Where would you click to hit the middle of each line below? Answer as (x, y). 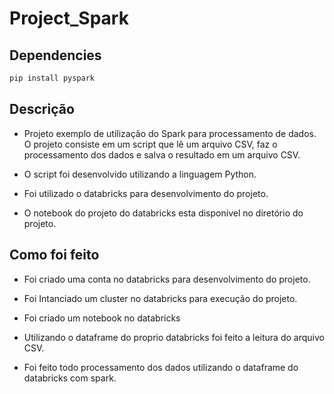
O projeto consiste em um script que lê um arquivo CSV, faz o (150, 144)
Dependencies (55, 55)
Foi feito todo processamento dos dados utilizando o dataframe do (161, 367)
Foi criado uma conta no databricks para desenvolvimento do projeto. (167, 279)
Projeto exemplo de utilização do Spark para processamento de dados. (170, 133)
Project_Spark (69, 18)
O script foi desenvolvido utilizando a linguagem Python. (140, 174)
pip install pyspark (52, 78)
